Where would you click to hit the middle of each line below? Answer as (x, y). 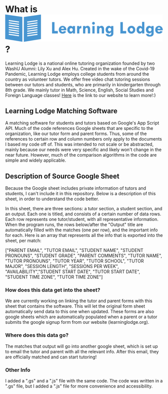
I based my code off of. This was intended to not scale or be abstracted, (79, 145)
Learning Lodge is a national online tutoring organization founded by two (80, 63)
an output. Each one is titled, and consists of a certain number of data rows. (83, 214)
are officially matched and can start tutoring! (51, 357)
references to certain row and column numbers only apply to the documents (84, 139)
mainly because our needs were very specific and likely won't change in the (83, 150)
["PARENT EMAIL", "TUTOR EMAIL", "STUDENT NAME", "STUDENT (74, 250)
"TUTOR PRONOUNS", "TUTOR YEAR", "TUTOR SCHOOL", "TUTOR (74, 261)
